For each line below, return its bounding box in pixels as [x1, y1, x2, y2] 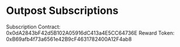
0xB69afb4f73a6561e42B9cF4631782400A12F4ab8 [6, 35, 132, 42]
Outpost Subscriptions [6, 4, 119, 17]
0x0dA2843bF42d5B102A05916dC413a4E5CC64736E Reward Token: [6, 29, 175, 36]
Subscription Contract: [6, 23, 61, 30]
